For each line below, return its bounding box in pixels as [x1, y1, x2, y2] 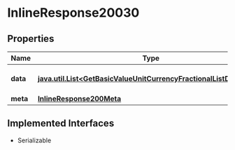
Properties [7, 33, 55, 45]
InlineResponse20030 [7, 5, 140, 21]
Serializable [17, 136, 52, 144]
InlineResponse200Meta [37, 94, 122, 103]
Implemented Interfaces [7, 117, 115, 130]
